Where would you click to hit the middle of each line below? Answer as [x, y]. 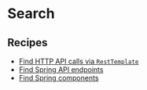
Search [31, 14]
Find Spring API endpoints [61, 70]
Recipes [28, 43]
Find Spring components [59, 78]
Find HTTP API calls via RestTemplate [79, 61]
